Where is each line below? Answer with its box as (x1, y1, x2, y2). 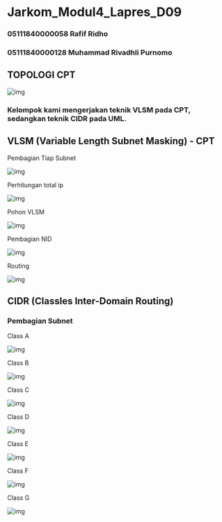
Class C (7, 386, 30, 394)
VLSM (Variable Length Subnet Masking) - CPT (7, 135, 215, 147)
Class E (7, 440, 29, 448)
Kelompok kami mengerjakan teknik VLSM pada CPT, (7, 105, 191, 115)
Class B (7, 359, 29, 367)
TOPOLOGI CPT (7, 69, 76, 81)
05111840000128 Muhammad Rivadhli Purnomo (7, 48, 173, 58)
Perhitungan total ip (7, 180, 64, 189)
